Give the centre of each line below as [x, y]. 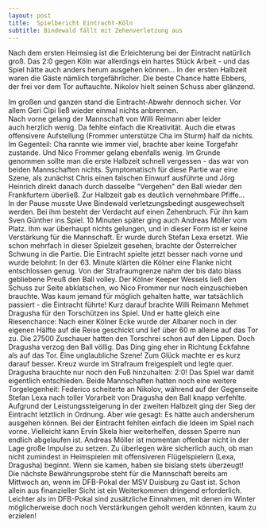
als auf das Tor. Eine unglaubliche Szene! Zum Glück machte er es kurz [124, 355]
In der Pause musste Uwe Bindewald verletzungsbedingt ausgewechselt [126, 203]
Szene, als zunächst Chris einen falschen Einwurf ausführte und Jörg [121, 178]
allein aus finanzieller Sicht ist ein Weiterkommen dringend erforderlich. [125, 490]
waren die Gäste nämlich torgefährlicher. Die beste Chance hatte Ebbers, [127, 78]
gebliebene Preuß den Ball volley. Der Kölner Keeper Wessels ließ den [122, 280]
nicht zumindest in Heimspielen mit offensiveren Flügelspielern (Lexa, [122, 457]
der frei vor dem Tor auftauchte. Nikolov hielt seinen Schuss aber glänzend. [132, 87]
